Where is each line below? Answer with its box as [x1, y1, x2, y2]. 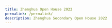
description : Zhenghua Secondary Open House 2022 [5, 16, 108, 20]
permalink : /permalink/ [5, 11, 53, 16]
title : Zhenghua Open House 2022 [5, 7, 73, 12]
